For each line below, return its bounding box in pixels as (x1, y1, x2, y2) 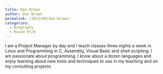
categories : (5, 20, 29, 26)
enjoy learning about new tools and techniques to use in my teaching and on (5, 59, 158, 64)
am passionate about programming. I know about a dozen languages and (5, 53, 152, 59)
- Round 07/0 (9, 30, 36, 34)
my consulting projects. (5, 63, 52, 69)
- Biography (9, 25, 34, 30)
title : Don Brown (5, 7, 40, 12)
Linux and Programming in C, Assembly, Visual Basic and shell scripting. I (5, 48, 152, 54)
